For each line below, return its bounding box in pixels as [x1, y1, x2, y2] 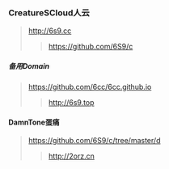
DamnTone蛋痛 [8, 117, 60, 127]
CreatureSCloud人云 [8, 6, 91, 18]
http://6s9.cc [27, 26, 72, 36]
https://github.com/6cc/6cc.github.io [27, 82, 152, 92]
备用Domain [8, 61, 50, 70]
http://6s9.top [48, 98, 95, 108]
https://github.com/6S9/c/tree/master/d [27, 136, 161, 146]
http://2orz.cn [48, 151, 95, 161]
